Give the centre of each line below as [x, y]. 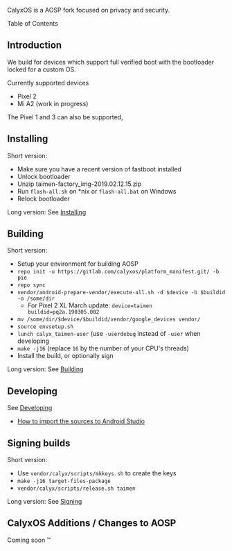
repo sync [32, 285]
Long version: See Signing [45, 502]
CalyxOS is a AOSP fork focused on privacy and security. [89, 10]
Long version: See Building [45, 369]
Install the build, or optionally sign [65, 356]
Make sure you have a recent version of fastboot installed [99, 169]
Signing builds [39, 443]
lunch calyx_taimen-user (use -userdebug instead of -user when [109, 334]
